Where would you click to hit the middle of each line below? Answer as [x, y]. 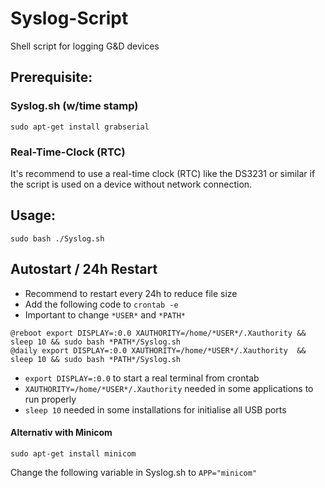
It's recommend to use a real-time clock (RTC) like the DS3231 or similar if [163, 173]
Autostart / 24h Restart [84, 269]
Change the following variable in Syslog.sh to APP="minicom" [134, 472]
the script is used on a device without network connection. [131, 184]
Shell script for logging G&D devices [85, 46]
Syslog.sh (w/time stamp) [74, 106]
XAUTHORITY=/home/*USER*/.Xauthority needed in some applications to [169, 388]
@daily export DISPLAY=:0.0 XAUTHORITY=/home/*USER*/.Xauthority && [158, 350]
